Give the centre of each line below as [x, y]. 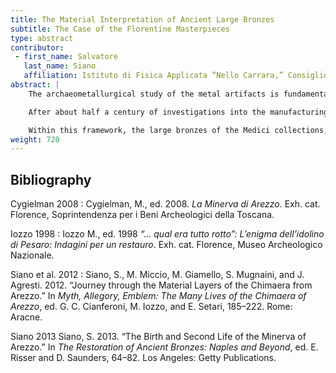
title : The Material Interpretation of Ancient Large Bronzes [142, 19]
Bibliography [51, 179]
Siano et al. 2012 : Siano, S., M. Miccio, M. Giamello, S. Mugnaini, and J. [157, 275]
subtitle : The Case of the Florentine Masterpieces [120, 29]
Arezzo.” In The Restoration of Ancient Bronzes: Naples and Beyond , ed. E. [164, 347]
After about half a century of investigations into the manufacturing [178, 112]
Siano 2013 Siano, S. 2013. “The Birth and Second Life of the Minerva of [158, 337]
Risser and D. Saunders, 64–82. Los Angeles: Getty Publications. [143, 358]
